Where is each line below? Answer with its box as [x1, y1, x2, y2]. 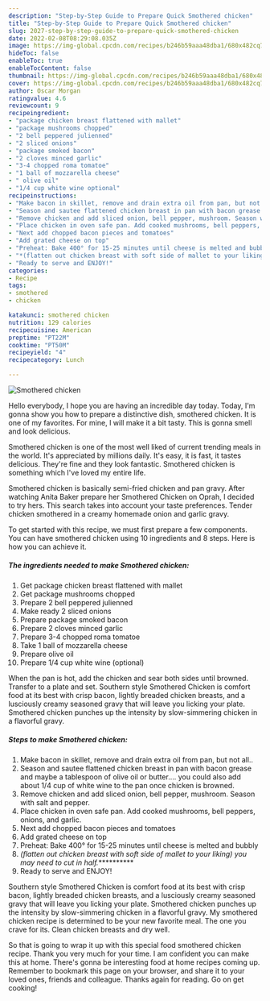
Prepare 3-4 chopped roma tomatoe [19, 632, 141, 642]
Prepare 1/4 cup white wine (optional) [19, 658, 145, 667]
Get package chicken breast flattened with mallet [19, 580, 183, 590]
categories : [8, 267, 48, 275]
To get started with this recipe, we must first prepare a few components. [8, 525, 247, 534]
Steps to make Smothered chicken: [8, 734, 129, 744]
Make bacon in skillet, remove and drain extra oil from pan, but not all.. [19, 754, 254, 764]
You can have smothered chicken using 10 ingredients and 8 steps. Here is [8, 534, 256, 542]
